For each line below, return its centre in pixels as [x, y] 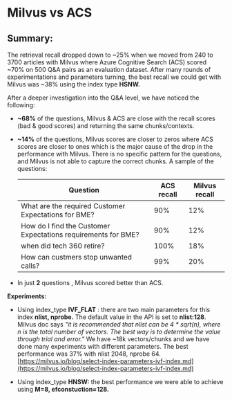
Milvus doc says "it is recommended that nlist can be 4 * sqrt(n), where [119, 324]
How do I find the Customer [65, 226]
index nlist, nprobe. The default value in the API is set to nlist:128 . [112, 317]
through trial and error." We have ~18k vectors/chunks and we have [113, 339]
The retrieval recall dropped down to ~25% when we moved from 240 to [110, 55]
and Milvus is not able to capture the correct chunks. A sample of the [115, 161]
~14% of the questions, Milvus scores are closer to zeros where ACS [115, 139]
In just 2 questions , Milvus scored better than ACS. [90, 283]
